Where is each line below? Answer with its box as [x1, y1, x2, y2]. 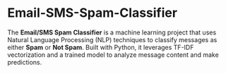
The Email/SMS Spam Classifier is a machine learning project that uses [7, 28, 217, 36]
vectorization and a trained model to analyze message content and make [7, 51, 219, 59]
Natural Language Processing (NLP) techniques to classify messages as [7, 35, 218, 44]
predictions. [7, 58, 42, 66]
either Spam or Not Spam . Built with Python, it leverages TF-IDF [7, 43, 194, 51]
